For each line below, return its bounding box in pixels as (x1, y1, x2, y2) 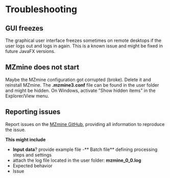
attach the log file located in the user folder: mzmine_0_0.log (12, 157, 141, 163)
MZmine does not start (5, 63, 80, 72)
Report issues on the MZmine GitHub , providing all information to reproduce (5, 121, 165, 127)
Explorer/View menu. (5, 93, 50, 99)
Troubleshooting (5, 4, 78, 15)
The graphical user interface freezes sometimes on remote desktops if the (5, 37, 162, 43)
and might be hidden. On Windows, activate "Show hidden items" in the (5, 87, 156, 93)
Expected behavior (12, 162, 53, 169)
